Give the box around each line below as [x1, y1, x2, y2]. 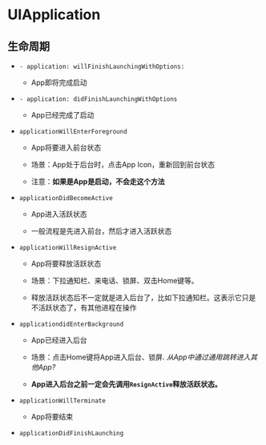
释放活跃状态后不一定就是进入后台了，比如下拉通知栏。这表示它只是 [30, 293, 256, 302]
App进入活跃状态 [30, 210, 87, 218]
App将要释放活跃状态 [30, 259, 102, 268]
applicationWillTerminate [18, 397, 106, 405]
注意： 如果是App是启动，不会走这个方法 [30, 177, 165, 186]
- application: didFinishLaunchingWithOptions [18, 95, 178, 103]
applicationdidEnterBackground [18, 320, 124, 328]
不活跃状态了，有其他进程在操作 [30, 303, 137, 312]
